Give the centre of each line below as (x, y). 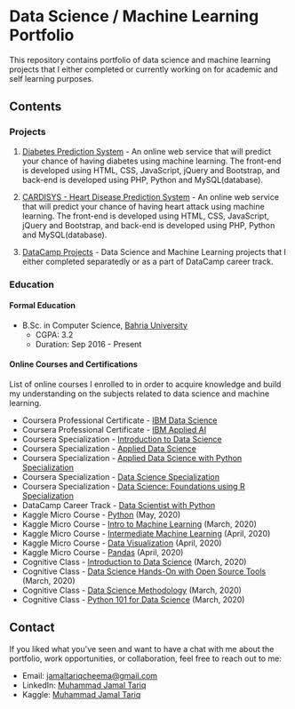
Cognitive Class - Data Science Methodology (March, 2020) (132, 590)
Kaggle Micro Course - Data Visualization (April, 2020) (122, 543)
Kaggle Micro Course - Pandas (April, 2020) (103, 552)
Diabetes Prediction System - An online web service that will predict (147, 151)
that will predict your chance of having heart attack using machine (143, 206)
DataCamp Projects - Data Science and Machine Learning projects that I (154, 251)
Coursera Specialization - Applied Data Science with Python (132, 458)
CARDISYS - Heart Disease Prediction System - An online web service (151, 196)
